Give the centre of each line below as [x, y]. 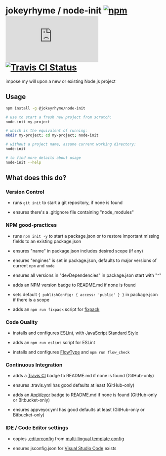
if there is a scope [31, 300]
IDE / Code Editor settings [37, 428]
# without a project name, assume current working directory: [71, 144]
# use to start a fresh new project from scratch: [59, 117]
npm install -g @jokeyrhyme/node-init [45, 108]
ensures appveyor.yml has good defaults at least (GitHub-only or [79, 410]
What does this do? [36, 178]
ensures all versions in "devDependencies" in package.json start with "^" [87, 275]
